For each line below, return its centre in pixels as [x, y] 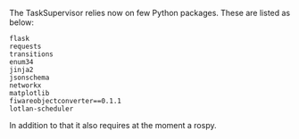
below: [21, 22]
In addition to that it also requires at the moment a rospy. [113, 125]
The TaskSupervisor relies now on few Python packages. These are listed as [150, 13]
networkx [25, 86]
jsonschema [29, 78]
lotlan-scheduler [42, 109]
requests [25, 46]
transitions [31, 54]
